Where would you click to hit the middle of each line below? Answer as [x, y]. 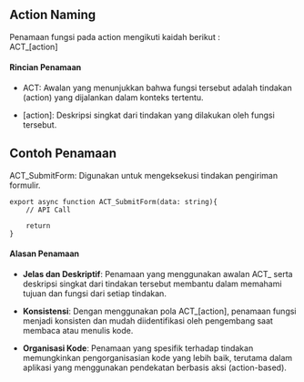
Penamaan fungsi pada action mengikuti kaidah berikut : [115, 36]
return [38, 226]
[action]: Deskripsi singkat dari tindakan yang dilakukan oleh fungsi [148, 115]
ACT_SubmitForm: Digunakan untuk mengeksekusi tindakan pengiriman [144, 175]
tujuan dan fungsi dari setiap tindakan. [94, 294]
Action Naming [53, 15]
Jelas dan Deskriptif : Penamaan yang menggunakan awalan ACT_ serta [157, 274]
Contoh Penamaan [63, 154]
